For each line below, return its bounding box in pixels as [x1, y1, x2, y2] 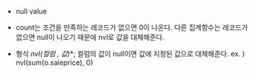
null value [15, 7, 47, 16]
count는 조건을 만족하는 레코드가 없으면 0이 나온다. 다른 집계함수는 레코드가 [15, 23, 249, 32]
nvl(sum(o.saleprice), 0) [15, 58, 93, 67]
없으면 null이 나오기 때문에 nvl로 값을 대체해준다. [15, 33, 165, 41]
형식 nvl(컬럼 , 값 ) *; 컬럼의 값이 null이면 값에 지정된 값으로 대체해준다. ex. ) [15, 49, 245, 58]
